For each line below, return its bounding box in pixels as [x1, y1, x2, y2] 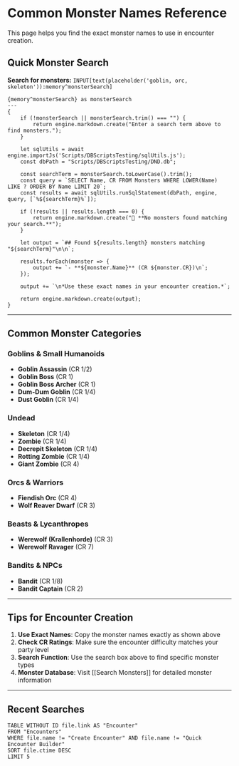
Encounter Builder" [7, 741, 65, 748]
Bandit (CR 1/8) [17, 576, 63, 585]
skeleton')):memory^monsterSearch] [7, 83, 113, 90]
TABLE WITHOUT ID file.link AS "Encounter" [7, 722, 139, 730]
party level [17, 646, 49, 654]
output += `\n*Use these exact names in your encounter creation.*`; [20, 283, 231, 290]
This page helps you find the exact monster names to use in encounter [7, 29, 215, 37]
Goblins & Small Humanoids [7, 349, 105, 359]
